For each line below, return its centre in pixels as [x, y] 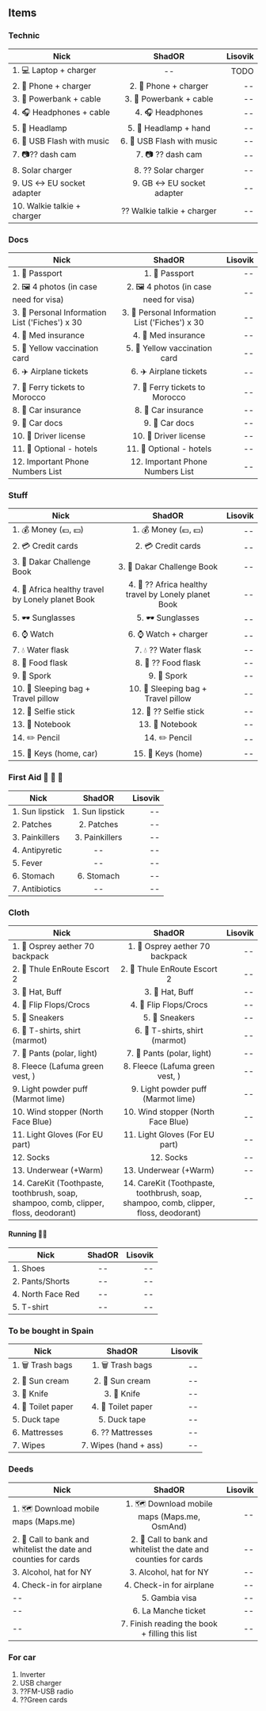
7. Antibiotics [37, 889]
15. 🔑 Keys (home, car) [55, 754]
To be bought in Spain [51, 1331]
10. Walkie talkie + [47, 205]
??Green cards [44, 1699]
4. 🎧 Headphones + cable [61, 112]
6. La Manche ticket [169, 1610]
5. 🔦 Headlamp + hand [169, 128]
